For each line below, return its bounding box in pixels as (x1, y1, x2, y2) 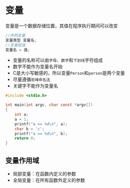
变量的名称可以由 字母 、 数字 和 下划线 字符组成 (12, 57, 103, 63)
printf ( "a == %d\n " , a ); (14, 121, 68, 126)
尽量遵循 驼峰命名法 (12, 77, 50, 83)
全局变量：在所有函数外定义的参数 (12, 177, 85, 183)
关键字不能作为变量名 (12, 83, 58, 89)
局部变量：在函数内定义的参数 (12, 171, 76, 177)
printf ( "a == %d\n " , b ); (14, 131, 68, 136)
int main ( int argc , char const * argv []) (5, 102, 94, 108)
